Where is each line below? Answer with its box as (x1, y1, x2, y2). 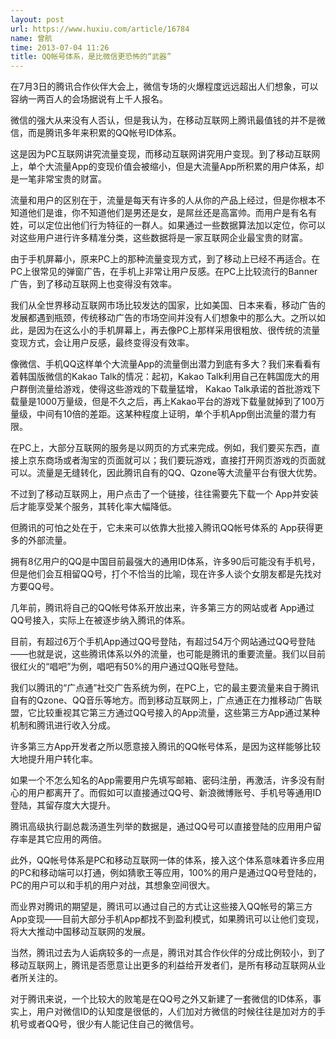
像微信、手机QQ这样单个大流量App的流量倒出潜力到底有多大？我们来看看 (10, 358, 313, 370)
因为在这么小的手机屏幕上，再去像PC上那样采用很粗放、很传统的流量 (36, 324, 321, 336)
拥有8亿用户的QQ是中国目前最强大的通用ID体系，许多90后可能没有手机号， (10, 556, 321, 568)
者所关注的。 (10, 972, 63, 984)
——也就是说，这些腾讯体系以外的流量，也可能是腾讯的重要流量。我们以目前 (10, 648, 326, 660)
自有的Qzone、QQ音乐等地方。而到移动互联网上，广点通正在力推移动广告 (10, 694, 314, 706)
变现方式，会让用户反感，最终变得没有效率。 (10, 337, 195, 349)
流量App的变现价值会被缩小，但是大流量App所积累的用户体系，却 (53, 161, 325, 173)
